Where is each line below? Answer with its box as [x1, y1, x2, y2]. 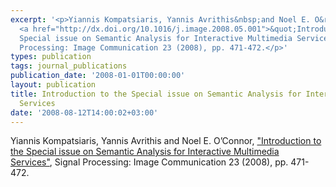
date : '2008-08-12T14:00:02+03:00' [10, 107, 159, 118]
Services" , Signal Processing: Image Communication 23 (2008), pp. [10, 156, 289, 168]
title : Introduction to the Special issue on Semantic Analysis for [10, 89, 302, 99]
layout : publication [10, 80, 97, 90]
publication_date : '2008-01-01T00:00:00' [10, 71, 186, 81]
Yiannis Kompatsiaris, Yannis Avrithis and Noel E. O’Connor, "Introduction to [10, 135, 322, 147]
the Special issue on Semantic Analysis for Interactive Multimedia [10, 146, 280, 158]
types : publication [10, 52, 92, 62]
